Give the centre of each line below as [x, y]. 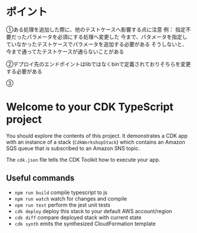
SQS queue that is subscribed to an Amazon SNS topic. [73, 148]
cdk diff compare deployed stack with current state [78, 217]
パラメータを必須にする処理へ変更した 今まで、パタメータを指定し [107, 36]
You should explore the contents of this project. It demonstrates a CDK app [97, 135]
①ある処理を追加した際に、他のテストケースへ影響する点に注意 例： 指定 [96, 29]
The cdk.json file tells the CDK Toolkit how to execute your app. [83, 159]
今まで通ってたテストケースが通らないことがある [65, 51]
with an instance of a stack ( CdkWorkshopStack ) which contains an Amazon [96, 142]
